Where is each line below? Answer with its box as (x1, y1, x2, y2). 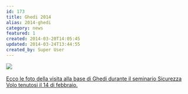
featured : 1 (6, 31, 35, 36)
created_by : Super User (6, 47, 65, 53)
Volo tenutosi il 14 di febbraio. (6, 81, 78, 88)
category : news (6, 25, 44, 31)
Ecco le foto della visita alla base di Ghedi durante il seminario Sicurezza (6, 75, 182, 82)
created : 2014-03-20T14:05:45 (6, 36, 81, 42)
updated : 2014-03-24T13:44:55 (6, 42, 81, 48)
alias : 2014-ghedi (6, 19, 51, 25)
